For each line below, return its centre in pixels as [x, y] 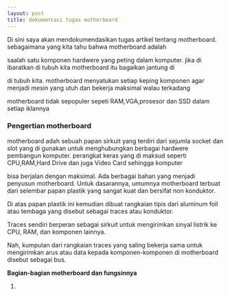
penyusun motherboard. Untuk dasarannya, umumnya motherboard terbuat [114, 183]
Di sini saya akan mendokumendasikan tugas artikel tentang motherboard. [112, 39]
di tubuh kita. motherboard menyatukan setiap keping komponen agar [106, 80]
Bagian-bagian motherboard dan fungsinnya [72, 273]
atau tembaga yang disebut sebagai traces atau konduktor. [90, 211]
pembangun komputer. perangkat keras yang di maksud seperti [97, 156]
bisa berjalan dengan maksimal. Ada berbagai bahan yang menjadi [101, 176]
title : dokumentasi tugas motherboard [62, 20]
